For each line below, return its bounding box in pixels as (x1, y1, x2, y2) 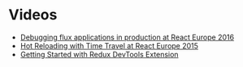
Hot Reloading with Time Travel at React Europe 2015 (20, 40, 199, 50)
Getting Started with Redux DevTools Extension (20, 49, 179, 59)
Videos (8, 6, 58, 24)
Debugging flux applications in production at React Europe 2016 (20, 32, 234, 42)
